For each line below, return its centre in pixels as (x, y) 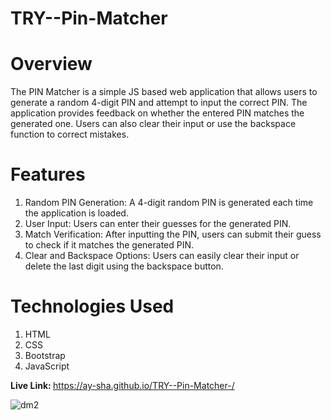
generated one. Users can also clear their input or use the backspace (153, 124)
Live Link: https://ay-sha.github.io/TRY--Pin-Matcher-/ (122, 385)
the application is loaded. (76, 213)
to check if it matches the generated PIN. (109, 245)
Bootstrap (45, 355)
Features (48, 174)
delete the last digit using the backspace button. (124, 266)
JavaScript (47, 366)
